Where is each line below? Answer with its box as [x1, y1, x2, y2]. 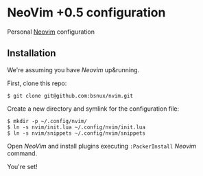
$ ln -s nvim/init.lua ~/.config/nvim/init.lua [7, 124, 146, 131]
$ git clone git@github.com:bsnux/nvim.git [7, 92, 134, 99]
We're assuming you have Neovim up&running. [7, 65, 140, 74]
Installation [7, 47, 56, 59]
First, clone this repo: [7, 79, 67, 87]
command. [7, 149, 38, 157]
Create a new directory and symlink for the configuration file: [7, 104, 180, 113]
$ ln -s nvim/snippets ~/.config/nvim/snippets [7, 129, 146, 137]
